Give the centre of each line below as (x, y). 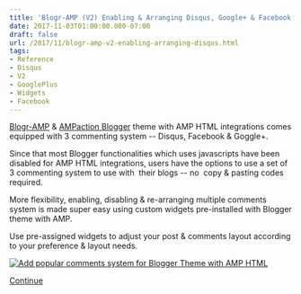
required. (26, 183)
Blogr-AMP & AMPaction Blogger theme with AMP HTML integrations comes (150, 127)
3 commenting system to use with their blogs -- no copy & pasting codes (147, 173)
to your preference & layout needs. (73, 246)
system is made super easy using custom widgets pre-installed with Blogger (150, 209)
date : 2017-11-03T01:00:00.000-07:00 (80, 26)
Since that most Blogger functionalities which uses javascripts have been (145, 154)
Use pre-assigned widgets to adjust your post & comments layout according (150, 236)
